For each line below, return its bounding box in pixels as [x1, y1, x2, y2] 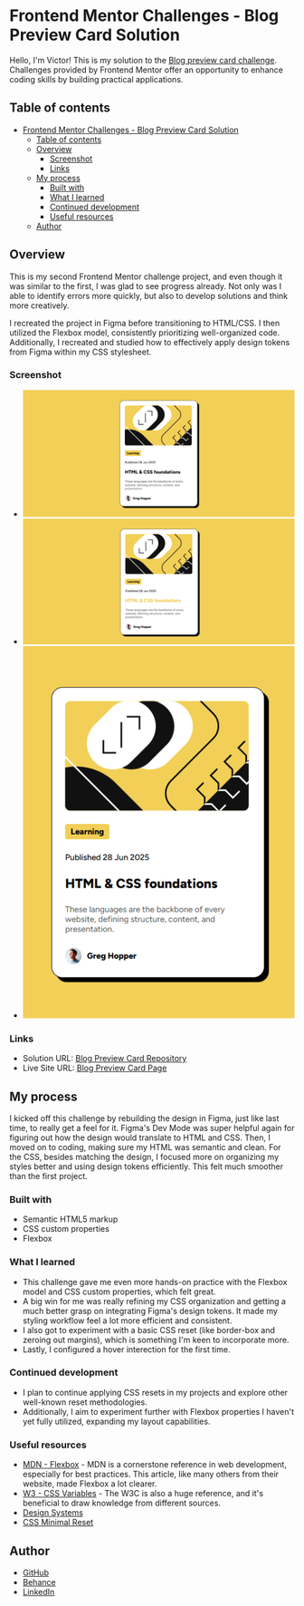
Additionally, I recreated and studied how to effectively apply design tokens [9, 336, 290, 347]
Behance [22, 1576, 56, 1587]
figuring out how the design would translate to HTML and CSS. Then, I [9, 1132, 271, 1143]
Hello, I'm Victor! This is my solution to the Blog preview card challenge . [9, 54, 278, 65]
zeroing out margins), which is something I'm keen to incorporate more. [22, 1334, 290, 1345]
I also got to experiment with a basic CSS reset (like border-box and [22, 1324, 276, 1335]
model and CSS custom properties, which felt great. [22, 1286, 216, 1297]
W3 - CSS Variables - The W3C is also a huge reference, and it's [22, 1488, 264, 1499]
